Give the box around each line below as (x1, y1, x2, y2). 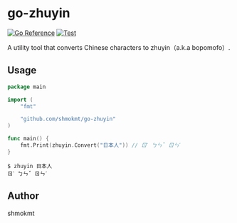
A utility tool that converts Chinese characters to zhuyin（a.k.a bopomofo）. (7, 43, 231, 51)
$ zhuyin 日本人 (7, 162, 53, 170)
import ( (7, 96, 33, 103)
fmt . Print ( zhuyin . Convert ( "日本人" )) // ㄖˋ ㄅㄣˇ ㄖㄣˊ (20, 142, 181, 149)
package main (7, 83, 46, 90)
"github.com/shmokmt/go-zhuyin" (20, 115, 116, 123)
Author (7, 190, 39, 202)
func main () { (7, 135, 50, 142)
